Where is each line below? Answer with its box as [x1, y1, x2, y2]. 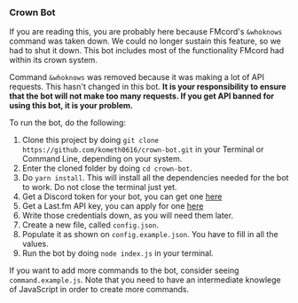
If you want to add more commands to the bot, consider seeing [9, 265, 239, 276]
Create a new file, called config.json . [21, 219, 160, 230]
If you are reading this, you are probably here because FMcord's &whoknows [9, 27, 283, 37]
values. [21, 238, 49, 250]
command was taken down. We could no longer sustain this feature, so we [9, 36, 282, 46]
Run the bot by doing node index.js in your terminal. [21, 248, 215, 259]
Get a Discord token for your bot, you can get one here [21, 191, 223, 202]
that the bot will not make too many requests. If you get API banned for [9, 91, 275, 101]
